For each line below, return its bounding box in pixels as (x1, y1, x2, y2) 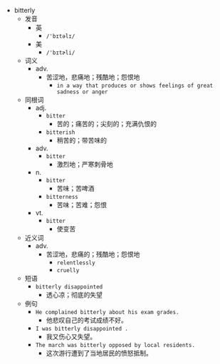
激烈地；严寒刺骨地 (56, 160, 113, 168)
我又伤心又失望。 (46, 333, 97, 340)
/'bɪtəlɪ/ (46, 33, 75, 40)
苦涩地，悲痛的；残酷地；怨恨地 (46, 250, 140, 259)
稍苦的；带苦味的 (56, 136, 107, 145)
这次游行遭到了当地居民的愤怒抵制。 (46, 349, 153, 357)
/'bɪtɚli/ (46, 49, 75, 56)
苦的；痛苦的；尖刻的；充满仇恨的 (56, 120, 157, 128)
